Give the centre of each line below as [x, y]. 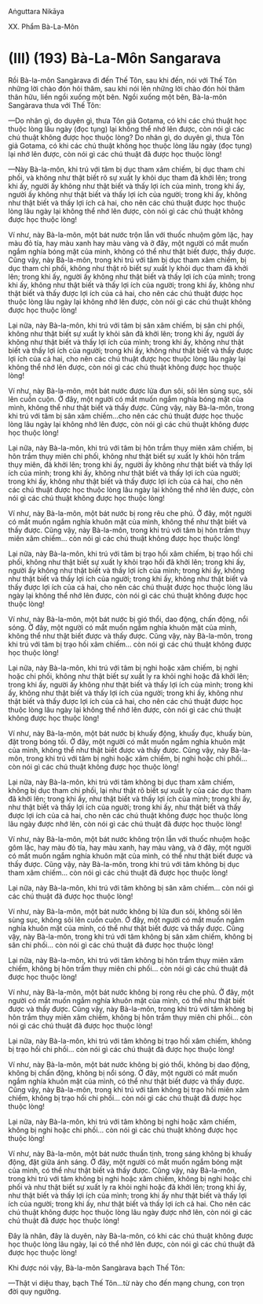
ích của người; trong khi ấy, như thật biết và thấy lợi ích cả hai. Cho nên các [130, 1203]
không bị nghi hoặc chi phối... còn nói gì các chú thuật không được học [123, 1130]
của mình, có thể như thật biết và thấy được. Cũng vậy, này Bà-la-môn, [122, 1170]
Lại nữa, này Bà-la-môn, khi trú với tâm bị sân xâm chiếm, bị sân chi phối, [126, 325]
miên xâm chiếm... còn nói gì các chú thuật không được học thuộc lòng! [124, 538]
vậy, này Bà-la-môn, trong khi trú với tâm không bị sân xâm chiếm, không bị [131, 936]
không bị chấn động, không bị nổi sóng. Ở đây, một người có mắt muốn [123, 1072]
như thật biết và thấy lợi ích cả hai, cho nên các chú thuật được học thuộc [127, 202]
